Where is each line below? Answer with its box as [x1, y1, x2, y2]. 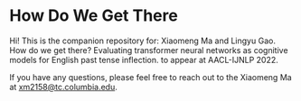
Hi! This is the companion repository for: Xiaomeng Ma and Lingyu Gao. [9, 35, 276, 46]
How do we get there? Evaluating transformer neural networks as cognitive [9, 44, 288, 55]
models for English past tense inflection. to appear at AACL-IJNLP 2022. [9, 54, 278, 65]
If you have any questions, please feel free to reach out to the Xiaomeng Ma [9, 71, 292, 82]
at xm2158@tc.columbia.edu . [9, 81, 118, 92]
